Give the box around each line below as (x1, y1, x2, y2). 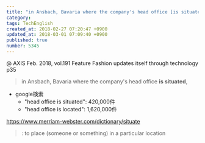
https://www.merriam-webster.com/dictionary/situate (6, 117, 140, 125)
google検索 (15, 90, 44, 97)
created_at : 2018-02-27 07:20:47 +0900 (6, 26, 108, 32)
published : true (6, 37, 48, 43)
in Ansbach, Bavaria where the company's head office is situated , (21, 77, 188, 85)
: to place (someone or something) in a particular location (21, 129, 166, 137)
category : (6, 15, 32, 21)
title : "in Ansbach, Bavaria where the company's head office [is (6, 9, 179, 15)
